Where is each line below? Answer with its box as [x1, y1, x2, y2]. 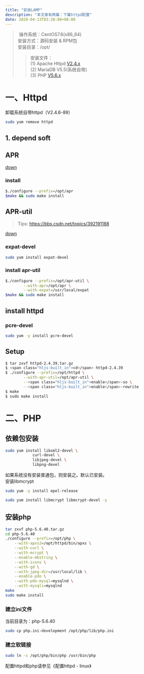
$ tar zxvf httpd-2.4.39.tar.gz [5, 361, 73, 366]
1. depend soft [5, 133, 51, 142]
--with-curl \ [14, 546, 44, 551]
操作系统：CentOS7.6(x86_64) [19, 31, 82, 38]
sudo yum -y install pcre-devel [5, 333, 73, 338]
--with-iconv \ [14, 559, 46, 565]
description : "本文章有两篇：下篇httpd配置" [5, 12, 92, 17]
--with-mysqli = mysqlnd [14, 583, 62, 589]
